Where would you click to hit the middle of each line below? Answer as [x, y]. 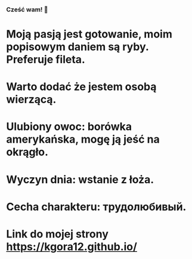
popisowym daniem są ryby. [78, 47]
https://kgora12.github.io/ [72, 247]
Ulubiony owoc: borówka [69, 127]
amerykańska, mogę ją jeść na [83, 139]
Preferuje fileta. [46, 60]
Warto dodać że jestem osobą [81, 87]
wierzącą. [31, 99]
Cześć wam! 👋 [27, 10]
